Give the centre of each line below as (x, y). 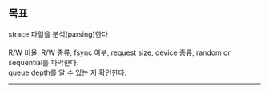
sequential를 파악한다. (44, 62)
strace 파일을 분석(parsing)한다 (58, 34)
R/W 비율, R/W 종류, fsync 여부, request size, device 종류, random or (119, 52)
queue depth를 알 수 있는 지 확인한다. (68, 72)
